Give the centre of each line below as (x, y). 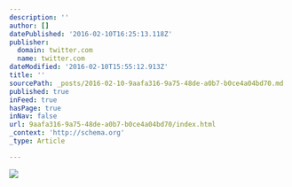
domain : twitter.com (55, 51)
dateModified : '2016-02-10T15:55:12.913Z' (89, 67)
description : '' (39, 17)
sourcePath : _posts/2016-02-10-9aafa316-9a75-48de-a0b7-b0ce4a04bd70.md (146, 83)
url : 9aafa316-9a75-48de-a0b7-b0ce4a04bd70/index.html (113, 125)
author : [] (29, 26)
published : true (39, 91)
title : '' (28, 75)
